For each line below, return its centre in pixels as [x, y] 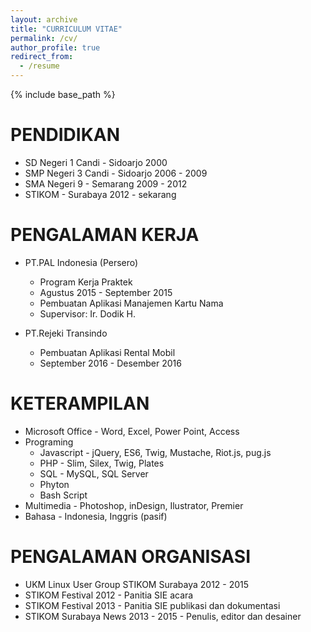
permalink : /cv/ [44, 38]
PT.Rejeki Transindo [66, 333]
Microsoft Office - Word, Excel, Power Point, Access [132, 431]
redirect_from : [42, 57]
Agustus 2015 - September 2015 [106, 292]
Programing [49, 442]
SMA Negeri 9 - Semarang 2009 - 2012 [106, 183]
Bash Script [63, 495]
